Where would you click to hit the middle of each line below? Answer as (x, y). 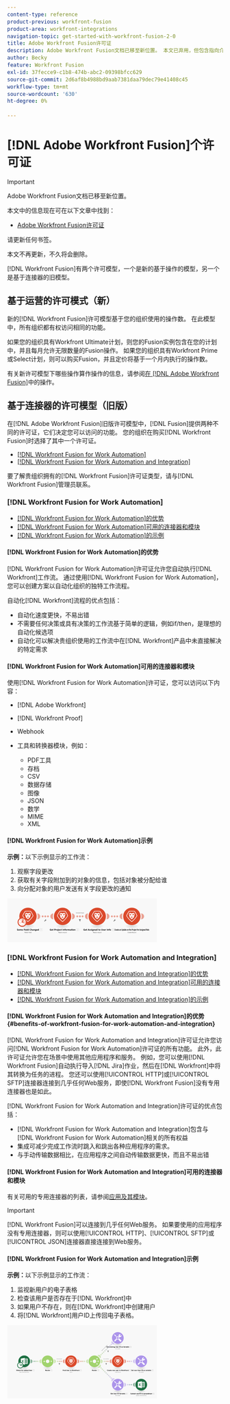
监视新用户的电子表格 (47, 1290)
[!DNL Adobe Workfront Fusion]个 (105, 146)
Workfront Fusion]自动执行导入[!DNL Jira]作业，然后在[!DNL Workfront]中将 (114, 1066)
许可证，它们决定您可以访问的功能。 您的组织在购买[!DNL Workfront (115, 432)
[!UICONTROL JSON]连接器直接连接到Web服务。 (76, 1242)
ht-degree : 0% (27, 101)
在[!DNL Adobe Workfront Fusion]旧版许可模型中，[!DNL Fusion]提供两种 (110, 423)
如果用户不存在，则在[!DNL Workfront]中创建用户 (86, 1307)
